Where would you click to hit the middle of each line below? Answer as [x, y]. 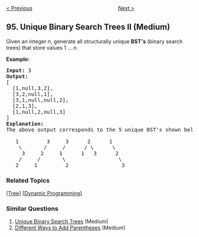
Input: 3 [19, 70]
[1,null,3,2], [33, 88]
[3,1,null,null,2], [41, 100]
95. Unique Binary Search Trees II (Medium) [88, 27]
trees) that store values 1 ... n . [42, 47]
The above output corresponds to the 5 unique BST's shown [94, 129]
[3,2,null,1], [33, 94]
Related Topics [28, 180]
